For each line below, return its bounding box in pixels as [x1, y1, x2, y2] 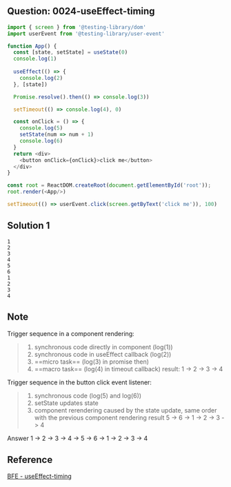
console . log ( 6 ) [19, 138, 63, 145]
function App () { [7, 43, 57, 50]
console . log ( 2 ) [19, 74, 63, 81]
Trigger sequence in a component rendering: [7, 329, 134, 338]
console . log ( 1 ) [13, 55, 57, 63]
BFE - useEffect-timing [7, 472, 72, 481]
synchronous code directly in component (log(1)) [34, 342, 174, 351]
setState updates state [34, 399, 99, 407]
